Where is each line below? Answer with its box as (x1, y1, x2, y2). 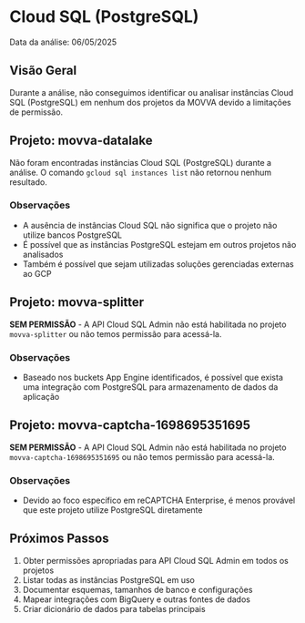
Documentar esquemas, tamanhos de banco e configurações (22, 584, 253, 595)
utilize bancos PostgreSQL (22, 230, 123, 240)
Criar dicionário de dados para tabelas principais (22, 603, 207, 614)
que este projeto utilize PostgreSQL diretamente (22, 505, 203, 516)
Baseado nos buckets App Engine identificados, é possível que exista (22, 372, 284, 383)
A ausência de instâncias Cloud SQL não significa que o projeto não (22, 220, 278, 230)
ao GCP (22, 268, 52, 279)
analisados (22, 249, 64, 260)
